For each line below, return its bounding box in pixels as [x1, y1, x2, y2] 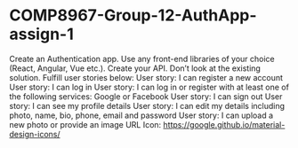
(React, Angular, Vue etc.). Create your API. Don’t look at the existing [9, 63, 261, 74]
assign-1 [9, 24, 74, 44]
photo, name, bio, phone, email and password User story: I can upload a [9, 110, 274, 121]
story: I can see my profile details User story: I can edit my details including [9, 100, 286, 111]
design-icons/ [9, 129, 60, 139]
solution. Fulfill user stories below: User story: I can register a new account [9, 72, 283, 82]
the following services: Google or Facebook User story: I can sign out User [9, 90, 283, 102]
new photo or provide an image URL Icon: [9, 119, 162, 129]
